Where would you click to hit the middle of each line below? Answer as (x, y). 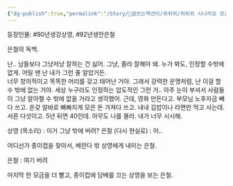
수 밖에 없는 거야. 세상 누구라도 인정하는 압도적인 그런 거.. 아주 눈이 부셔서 (107, 90)
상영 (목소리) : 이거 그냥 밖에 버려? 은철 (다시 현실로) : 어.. (85, 130)
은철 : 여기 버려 (28, 160)
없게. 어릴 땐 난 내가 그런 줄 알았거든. (57, 72)
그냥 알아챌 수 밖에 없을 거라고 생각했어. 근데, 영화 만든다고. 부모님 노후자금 (116, 99)
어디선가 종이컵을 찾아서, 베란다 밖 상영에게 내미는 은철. (82, 145)
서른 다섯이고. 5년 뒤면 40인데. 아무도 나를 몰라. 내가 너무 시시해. (95, 116)
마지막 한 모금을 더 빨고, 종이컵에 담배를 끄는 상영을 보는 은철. (90, 175)
